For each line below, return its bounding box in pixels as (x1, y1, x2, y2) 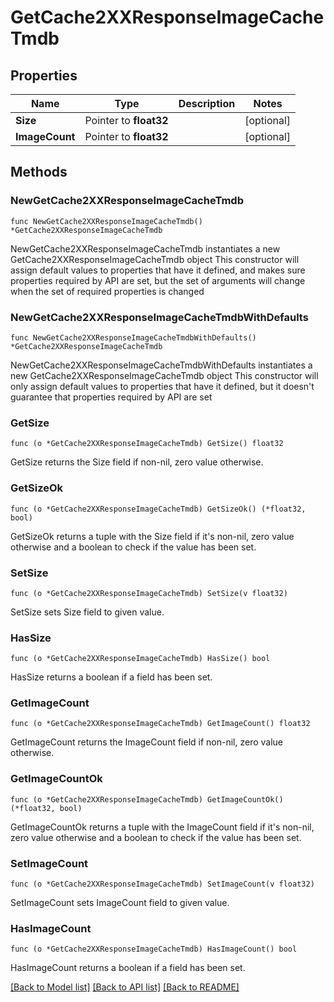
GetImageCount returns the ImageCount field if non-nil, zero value (10, 736, 284, 748)
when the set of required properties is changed (10, 285, 205, 297)
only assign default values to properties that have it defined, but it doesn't (10, 380, 315, 392)
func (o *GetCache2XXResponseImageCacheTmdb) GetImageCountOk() (10, 794, 284, 805)
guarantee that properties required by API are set (10, 391, 213, 403)
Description (178, 97, 236, 110)
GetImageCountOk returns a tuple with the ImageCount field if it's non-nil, (10, 821, 315, 833)
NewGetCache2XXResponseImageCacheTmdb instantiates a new (10, 242, 281, 255)
